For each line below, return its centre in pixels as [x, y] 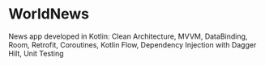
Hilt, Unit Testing [36, 53]
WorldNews [49, 14]
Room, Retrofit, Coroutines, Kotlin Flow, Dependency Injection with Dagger [132, 44]
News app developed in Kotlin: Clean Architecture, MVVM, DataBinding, [128, 36]
